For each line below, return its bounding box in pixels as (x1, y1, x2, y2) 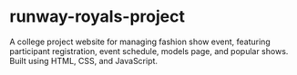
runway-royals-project (9, 6, 185, 27)
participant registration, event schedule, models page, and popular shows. (9, 45, 289, 56)
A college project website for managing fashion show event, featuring (9, 36, 271, 47)
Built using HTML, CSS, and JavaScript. (9, 55, 158, 66)
